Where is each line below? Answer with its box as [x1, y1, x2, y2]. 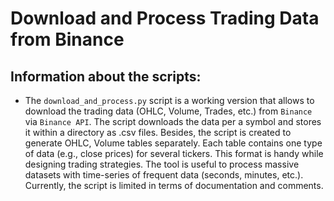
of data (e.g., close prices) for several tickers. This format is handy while [24, 148, 324, 159]
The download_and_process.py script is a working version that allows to [24, 95, 315, 106]
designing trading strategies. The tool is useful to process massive [24, 158, 300, 170]
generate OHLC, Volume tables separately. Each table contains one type [24, 137, 323, 149]
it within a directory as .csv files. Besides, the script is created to [24, 127, 292, 138]
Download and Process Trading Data [10, 7, 320, 30]
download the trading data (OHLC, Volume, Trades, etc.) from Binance [24, 105, 313, 117]
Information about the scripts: [10, 68, 202, 85]
